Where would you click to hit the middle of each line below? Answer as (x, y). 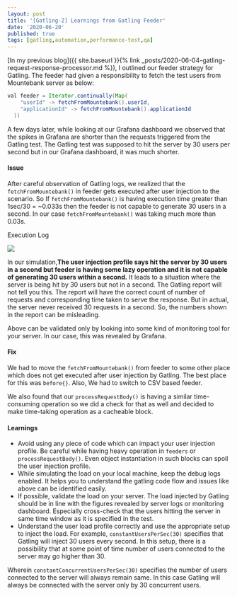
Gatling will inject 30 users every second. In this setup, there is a (112, 541)
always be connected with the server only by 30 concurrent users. (104, 585)
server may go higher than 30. (62, 556)
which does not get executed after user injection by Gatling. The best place (117, 375)
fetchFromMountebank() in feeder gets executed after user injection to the (114, 191)
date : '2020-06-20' (36, 27)
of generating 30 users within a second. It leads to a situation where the (114, 277)
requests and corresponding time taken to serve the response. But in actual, (118, 299)
